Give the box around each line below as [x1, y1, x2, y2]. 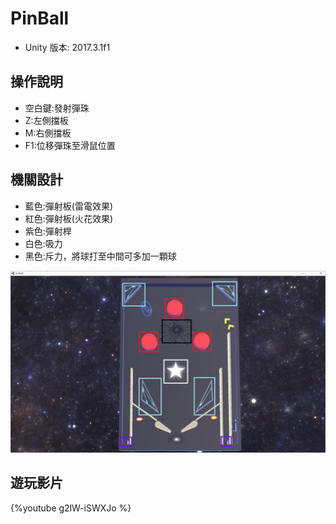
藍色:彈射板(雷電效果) [24, 200, 114, 212]
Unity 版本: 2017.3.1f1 [24, 41, 111, 53]
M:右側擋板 [24, 127, 72, 139]
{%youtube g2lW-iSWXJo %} [10, 502, 132, 514]
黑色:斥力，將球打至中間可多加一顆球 [24, 250, 177, 262]
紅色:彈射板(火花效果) [24, 212, 114, 224]
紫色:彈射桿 [24, 225, 72, 237]
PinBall [10, 7, 70, 30]
